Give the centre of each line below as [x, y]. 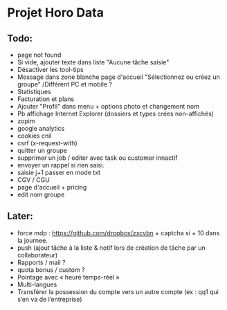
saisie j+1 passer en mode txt [59, 172]
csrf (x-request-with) [47, 143]
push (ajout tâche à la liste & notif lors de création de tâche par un [111, 248]
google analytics [41, 128]
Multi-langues [37, 284]
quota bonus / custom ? [51, 270]
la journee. [33, 240]
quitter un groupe [42, 151]
